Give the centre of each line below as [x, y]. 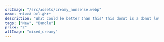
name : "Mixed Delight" [28, 14]
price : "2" [16, 28]
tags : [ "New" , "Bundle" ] [30, 23]
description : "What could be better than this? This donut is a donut [78, 18]
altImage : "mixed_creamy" [31, 32]
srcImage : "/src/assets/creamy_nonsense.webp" [53, 9]
